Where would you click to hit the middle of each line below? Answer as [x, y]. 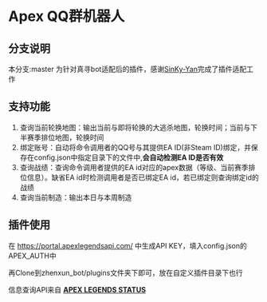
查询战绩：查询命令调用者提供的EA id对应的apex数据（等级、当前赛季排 [137, 167]
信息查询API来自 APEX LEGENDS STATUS [77, 289]
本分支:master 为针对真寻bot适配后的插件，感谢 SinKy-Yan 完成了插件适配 [128, 69]
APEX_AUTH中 [33, 256]
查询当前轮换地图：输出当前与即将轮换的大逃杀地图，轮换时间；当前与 [135, 127]
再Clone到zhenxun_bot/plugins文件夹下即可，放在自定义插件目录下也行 [126, 272]
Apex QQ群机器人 [67, 16]
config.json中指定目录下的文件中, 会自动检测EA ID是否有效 [129, 157]
